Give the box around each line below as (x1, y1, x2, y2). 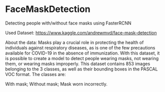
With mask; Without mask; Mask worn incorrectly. (5, 81, 107, 87)
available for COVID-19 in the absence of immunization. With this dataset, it (5, 50, 160, 56)
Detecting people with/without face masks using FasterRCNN (5, 20, 131, 26)
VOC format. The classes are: (5, 71, 66, 77)
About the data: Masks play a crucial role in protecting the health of (5, 39, 144, 45)
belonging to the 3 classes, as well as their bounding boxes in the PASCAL (5, 66, 158, 72)
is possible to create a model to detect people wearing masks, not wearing (5, 55, 159, 61)
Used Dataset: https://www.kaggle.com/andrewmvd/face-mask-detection (5, 29, 157, 35)
